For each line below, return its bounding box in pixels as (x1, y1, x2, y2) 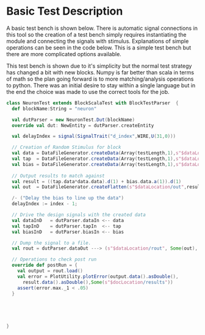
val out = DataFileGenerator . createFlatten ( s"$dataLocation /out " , (12, 184, 187, 190)
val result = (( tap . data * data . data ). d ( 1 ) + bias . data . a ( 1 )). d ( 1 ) (12, 178, 182, 184)
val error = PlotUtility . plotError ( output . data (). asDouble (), (17, 273, 179, 279)
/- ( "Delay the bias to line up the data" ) (12, 195, 124, 201)
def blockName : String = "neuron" (12, 106, 97, 112)
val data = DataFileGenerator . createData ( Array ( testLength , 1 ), (12, 150, 176, 156)
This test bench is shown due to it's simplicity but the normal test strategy (6, 62, 192, 70)
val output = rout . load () (17, 268, 84, 274)
